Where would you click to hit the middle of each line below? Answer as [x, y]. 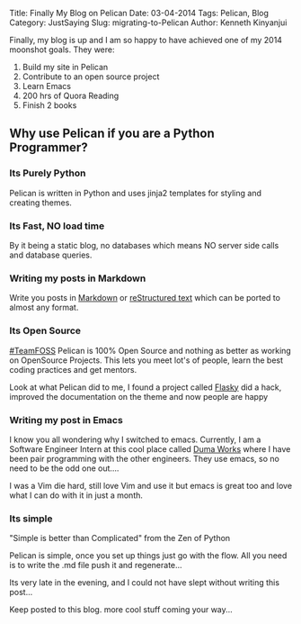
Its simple [31, 519]
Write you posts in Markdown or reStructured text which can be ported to [145, 298]
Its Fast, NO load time [57, 226]
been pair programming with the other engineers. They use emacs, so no [145, 458]
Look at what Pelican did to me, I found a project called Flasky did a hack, [146, 387]
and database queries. [51, 255]
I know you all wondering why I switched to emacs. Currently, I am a [135, 439]
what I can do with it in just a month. [76, 495]
